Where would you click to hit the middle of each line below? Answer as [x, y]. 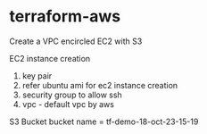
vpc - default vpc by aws [68, 104]
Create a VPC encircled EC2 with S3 [76, 41]
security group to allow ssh [72, 95]
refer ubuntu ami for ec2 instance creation [100, 85]
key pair [37, 75]
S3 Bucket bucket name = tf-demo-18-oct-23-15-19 [104, 121]
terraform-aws [65, 17]
